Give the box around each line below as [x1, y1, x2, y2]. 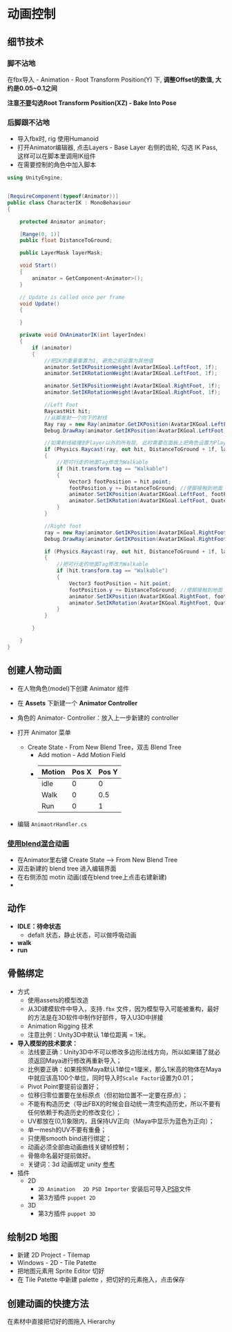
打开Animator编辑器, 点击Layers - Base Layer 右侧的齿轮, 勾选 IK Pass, [17, 143, 218, 152]
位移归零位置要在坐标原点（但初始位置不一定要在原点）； [27, 1091, 188, 1099]
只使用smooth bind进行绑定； [27, 1134, 112, 1142]
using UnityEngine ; [7, 174, 64, 182]
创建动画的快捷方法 [7, 1297, 89, 1309]
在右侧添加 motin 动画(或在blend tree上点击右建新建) [17, 873, 167, 881]
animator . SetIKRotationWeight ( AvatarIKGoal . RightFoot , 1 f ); [43, 389, 221, 396]
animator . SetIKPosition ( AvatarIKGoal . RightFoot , [68, 593, 212, 600]
